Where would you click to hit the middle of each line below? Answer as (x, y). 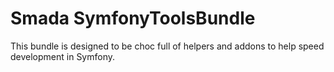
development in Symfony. (63, 56)
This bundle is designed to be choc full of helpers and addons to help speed (167, 46)
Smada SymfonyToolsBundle (133, 18)
